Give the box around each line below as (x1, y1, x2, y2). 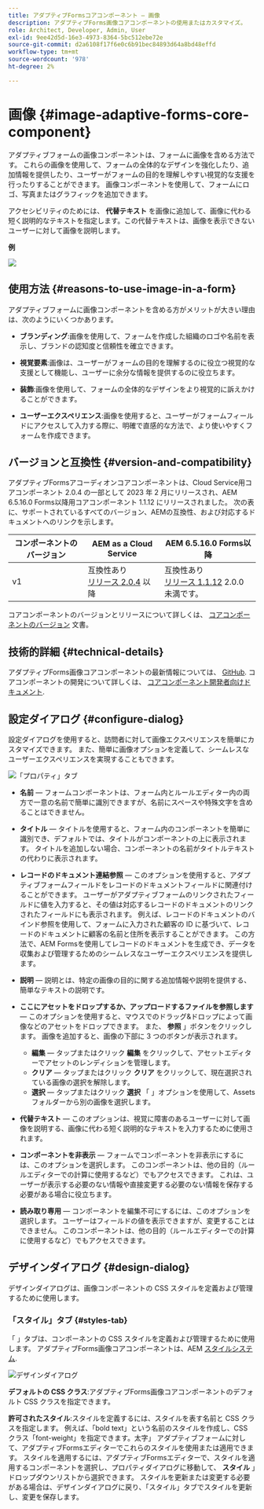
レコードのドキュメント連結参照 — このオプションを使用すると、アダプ (19, 870, 251, 879)
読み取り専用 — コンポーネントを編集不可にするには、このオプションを (19, 1206, 251, 1215)
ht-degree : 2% (8, 63, 55, 71)
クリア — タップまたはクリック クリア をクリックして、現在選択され (31, 1067, 253, 1077)
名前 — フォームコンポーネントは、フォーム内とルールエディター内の (19, 788, 244, 797)
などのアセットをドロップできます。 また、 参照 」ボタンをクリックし (26, 1021, 252, 1030)
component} (8, 123, 92, 141)
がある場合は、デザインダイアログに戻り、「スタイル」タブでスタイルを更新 (8, 1482, 253, 1492)
